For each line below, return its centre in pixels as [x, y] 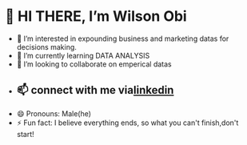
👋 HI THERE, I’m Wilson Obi [96, 16]
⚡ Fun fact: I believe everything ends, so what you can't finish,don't [127, 123]
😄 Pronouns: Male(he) [54, 113]
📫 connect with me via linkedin [95, 90]
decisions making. [46, 46]
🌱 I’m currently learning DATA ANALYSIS [83, 55]
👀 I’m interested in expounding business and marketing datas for [123, 38]
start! [25, 134]
